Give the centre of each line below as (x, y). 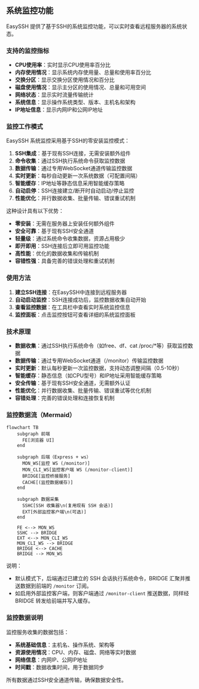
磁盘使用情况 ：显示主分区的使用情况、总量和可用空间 (80, 87)
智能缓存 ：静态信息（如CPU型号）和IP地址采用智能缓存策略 (88, 376)
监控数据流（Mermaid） (41, 415)
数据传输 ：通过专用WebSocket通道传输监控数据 (74, 169)
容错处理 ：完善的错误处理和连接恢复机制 (65, 398)
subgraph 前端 (33, 434)
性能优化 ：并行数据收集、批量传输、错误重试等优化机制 (83, 391)
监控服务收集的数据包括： (38, 632)
